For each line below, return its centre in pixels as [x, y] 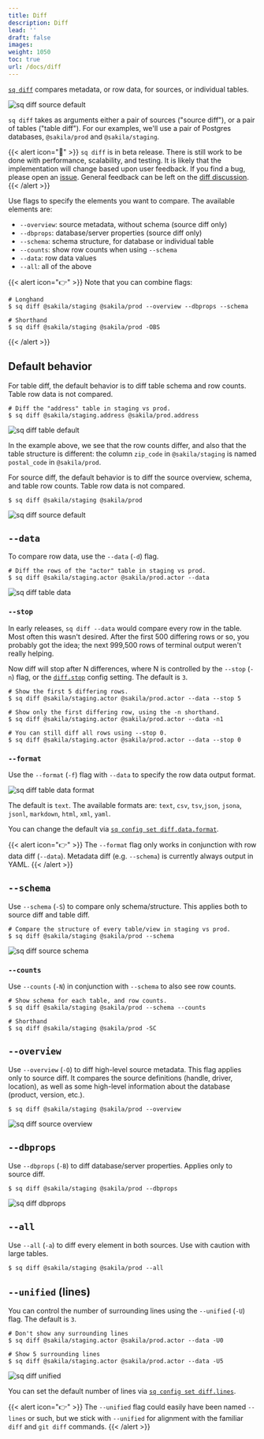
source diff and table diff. [49, 914]
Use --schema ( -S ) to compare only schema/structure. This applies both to [128, 906]
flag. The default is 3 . [43, 1319]
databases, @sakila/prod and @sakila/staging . [84, 136]
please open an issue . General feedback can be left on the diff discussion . [129, 177]
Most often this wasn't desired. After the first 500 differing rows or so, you [129, 637]
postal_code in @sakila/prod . [55, 462]
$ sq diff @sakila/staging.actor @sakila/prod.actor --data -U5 [116, 1362]
